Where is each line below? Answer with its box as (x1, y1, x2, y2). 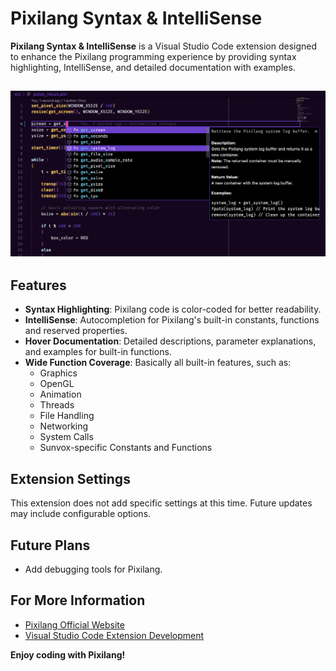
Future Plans (10, 537, 91, 554)
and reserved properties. (24, 325, 128, 337)
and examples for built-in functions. (24, 346, 172, 358)
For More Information (10, 592, 146, 609)
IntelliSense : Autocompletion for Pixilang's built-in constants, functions (24, 314, 320, 326)
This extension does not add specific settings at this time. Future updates (10, 497, 313, 509)
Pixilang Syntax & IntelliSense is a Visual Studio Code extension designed (10, 40, 318, 52)
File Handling (39, 410, 95, 422)
